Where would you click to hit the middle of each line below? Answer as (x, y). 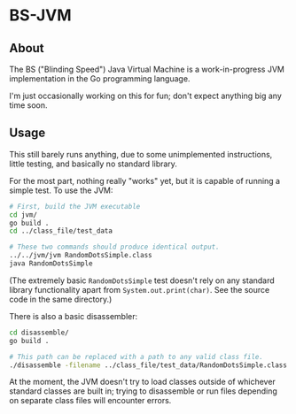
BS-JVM (41, 15)
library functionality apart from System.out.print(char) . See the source (140, 289)
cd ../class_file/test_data (61, 231)
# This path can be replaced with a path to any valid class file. (136, 356)
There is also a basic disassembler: (74, 316)
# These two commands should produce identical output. (114, 247)
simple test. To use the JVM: (61, 190)
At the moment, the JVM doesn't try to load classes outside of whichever (143, 382)
